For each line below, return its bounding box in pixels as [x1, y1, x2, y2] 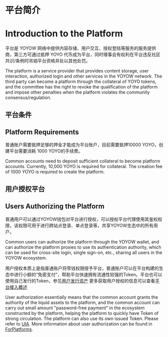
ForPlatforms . [5, 326, 34, 332]
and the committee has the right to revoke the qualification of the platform [5, 84, 158, 90]
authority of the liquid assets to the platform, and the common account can [5, 299, 160, 305]
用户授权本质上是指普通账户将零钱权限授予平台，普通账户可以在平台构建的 [5, 265, 159, 271]
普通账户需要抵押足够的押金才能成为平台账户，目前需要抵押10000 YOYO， [5, 142, 159, 148]
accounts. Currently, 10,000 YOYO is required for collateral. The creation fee [5, 163, 163, 170]
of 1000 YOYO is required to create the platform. [5, 169, 105, 175]
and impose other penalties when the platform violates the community [5, 89, 150, 96]
